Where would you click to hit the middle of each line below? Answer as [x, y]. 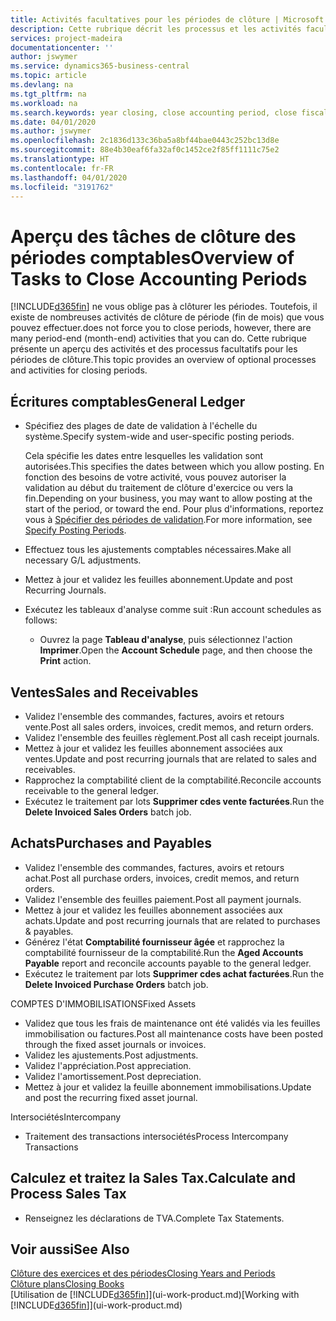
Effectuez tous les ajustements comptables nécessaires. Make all [158, 550]
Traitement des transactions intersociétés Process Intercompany [156, 1136]
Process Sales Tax [68, 1194]
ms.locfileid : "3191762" [62, 187]
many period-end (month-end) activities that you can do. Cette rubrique [158, 338]
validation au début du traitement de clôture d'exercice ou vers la [159, 488]
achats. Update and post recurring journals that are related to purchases [172, 920]
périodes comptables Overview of [152, 257]
